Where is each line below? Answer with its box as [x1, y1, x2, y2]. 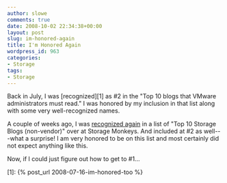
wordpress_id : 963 [7, 48, 59, 55]
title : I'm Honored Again [7, 42, 81, 48]
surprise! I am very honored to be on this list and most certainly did [30, 135, 219, 143]
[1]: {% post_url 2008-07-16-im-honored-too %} [7, 168, 144, 176]
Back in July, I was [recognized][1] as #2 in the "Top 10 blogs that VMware [7, 92, 217, 100]
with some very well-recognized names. [7, 107, 120, 115]
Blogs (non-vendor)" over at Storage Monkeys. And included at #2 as [7, 127, 203, 135]
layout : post [7, 29, 44, 36]
